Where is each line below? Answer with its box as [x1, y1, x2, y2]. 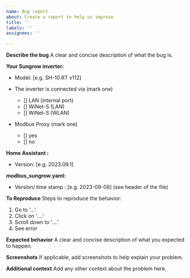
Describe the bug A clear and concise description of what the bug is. [6, 52, 173, 59]
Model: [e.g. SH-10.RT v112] [14, 74, 82, 81]
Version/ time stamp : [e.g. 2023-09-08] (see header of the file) [14, 184, 168, 191]
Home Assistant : [6, 150, 49, 157]
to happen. [6, 242, 32, 249]
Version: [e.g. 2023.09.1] [14, 161, 74, 168]
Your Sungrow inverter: [6, 63, 64, 70]
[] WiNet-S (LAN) [23, 103, 65, 110]
